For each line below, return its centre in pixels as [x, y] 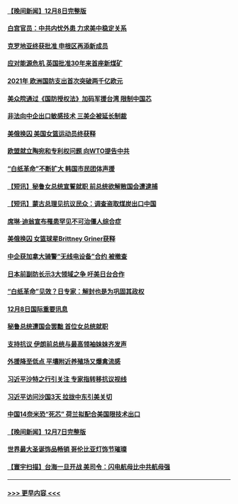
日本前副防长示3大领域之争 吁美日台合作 [66, 274]
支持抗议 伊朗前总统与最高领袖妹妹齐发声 [67, 344]
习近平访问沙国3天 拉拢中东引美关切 [60, 396]
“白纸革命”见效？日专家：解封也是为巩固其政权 [76, 291]
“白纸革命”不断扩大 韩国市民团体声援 [61, 168]
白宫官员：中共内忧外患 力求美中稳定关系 [67, 28]
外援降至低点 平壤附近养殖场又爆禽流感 [64, 362]
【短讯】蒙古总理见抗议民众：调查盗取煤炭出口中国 [82, 204]
